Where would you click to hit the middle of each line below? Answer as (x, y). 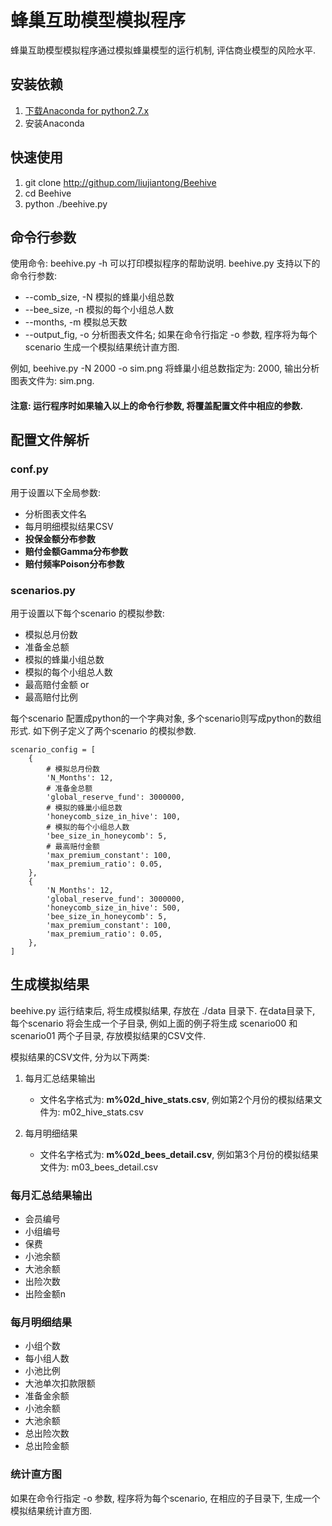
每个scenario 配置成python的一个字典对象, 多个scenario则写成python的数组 (166, 718)
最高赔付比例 (51, 697)
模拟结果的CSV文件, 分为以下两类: (80, 1057)
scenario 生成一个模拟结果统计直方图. (102, 347)
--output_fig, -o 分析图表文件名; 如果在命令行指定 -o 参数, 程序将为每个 (171, 335)
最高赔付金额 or (57, 684)
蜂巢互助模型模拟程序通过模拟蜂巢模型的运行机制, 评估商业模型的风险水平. (163, 50)
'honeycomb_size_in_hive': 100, (114, 816)
